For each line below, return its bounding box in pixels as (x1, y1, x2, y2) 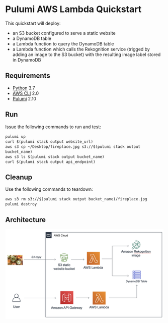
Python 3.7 (12, 85, 35, 91)
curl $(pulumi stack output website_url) (5, 139, 94, 144)
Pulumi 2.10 (12, 95, 37, 101)
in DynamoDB (12, 57, 41, 63)
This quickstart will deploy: (5, 20, 61, 26)
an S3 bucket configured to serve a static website (12, 30, 116, 36)
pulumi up (5, 134, 26, 139)
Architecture (5, 216, 46, 224)
